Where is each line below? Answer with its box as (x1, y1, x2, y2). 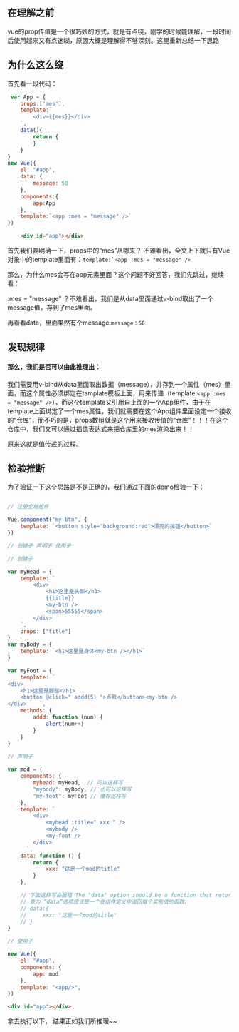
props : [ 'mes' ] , (20, 100, 65, 107)
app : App (33, 199, 55, 207)
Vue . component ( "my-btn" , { (7, 516, 87, 523)
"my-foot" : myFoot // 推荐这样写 (33, 792, 127, 799)
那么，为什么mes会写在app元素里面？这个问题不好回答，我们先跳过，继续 (7, 270, 224, 278)
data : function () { (20, 852, 81, 859)
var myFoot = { (7, 667, 53, 674)
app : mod (33, 970, 59, 978)
